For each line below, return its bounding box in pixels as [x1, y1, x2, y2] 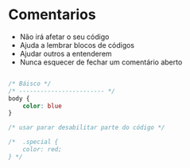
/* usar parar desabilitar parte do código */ [8, 123, 165, 132]
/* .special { [8, 138, 59, 147]
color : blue [22, 102, 62, 110]
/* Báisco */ [8, 80, 52, 88]
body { [8, 94, 30, 103]
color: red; [22, 146, 62, 154]
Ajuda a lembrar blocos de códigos [19, 40, 135, 49]
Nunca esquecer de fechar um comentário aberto [19, 57, 183, 67]
